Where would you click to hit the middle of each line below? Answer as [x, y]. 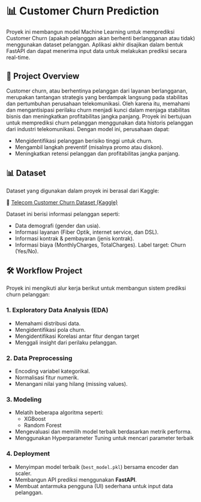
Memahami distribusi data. [48, 323]
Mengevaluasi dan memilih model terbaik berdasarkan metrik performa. [103, 432]
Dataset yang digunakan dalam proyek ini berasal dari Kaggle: [83, 191]
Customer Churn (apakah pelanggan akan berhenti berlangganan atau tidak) [101, 38]
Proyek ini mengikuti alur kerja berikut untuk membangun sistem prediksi [96, 288]
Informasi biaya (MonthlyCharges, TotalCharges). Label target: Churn [100, 245]
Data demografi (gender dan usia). [58, 225]
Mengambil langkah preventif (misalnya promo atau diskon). [89, 147]
